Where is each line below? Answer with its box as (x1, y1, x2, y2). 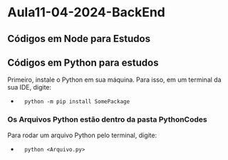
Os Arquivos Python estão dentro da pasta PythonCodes (7, 114, 208, 124)
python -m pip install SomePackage (24, 98, 130, 105)
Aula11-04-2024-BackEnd (7, 4, 165, 21)
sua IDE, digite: (7, 83, 52, 92)
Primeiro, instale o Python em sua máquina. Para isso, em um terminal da (7, 75, 222, 84)
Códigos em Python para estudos (7, 56, 159, 68)
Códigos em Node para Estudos (7, 33, 151, 45)
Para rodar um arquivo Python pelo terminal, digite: (7, 131, 157, 139)
